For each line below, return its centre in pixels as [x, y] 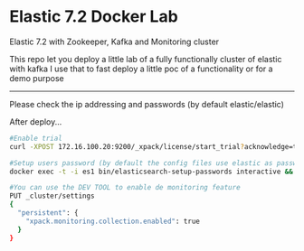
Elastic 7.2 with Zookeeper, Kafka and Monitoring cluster [114, 42]
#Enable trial [36, 138]
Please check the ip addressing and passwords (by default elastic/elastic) [147, 104]
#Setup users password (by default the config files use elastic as [141, 163]
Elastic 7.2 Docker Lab [94, 17]
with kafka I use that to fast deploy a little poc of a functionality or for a [141, 69]
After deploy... [36, 121]
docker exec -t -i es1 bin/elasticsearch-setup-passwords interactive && [152, 172]
